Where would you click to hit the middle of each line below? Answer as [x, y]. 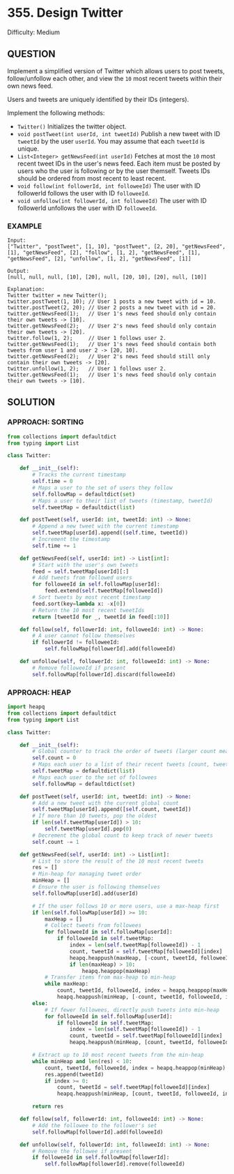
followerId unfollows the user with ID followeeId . [87, 208]
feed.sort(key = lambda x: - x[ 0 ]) [79, 604]
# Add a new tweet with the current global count [106, 803]
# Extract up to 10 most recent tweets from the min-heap [118, 1055]
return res [48, 1107]
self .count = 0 [54, 758]
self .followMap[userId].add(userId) [85, 893]
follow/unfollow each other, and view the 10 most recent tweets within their [115, 78]
